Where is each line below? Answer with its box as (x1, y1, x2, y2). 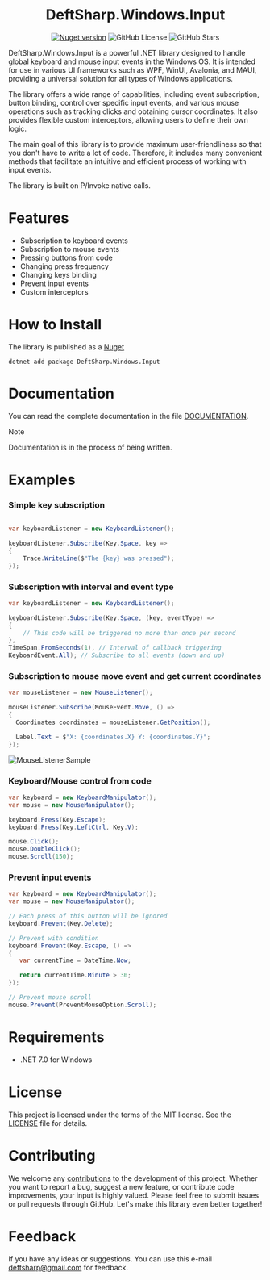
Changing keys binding (19, 270, 97, 279)
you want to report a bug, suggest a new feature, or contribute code (8, 1182, 235, 1191)
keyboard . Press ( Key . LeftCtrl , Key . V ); (8, 823, 139, 831)
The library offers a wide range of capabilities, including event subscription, (8, 89, 260, 98)
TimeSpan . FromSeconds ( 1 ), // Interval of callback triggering (8, 644, 222, 652)
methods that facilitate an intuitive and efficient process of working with (8, 156, 247, 166)
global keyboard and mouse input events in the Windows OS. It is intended (8, 56, 255, 66)
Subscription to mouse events (19, 244, 119, 253)
